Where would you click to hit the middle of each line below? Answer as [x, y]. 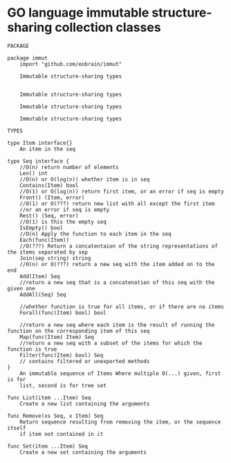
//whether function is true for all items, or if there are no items [122, 306]
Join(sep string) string [55, 258]
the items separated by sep [48, 252]
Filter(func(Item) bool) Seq [62, 355]
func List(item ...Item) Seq [49, 398]
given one [21, 288]
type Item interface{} [40, 143]
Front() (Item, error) [52, 198]
